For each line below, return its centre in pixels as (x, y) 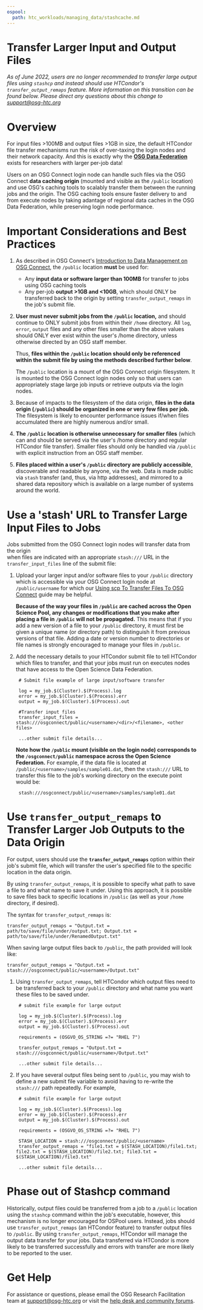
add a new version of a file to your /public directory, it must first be (99, 625)
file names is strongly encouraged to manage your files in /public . (98, 645)
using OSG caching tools (55, 285)
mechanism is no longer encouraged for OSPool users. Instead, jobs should (101, 1221)
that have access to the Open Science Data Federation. (84, 670)
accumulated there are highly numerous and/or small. (82, 422)
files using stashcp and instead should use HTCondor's (76, 83)
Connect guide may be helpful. (54, 595)
